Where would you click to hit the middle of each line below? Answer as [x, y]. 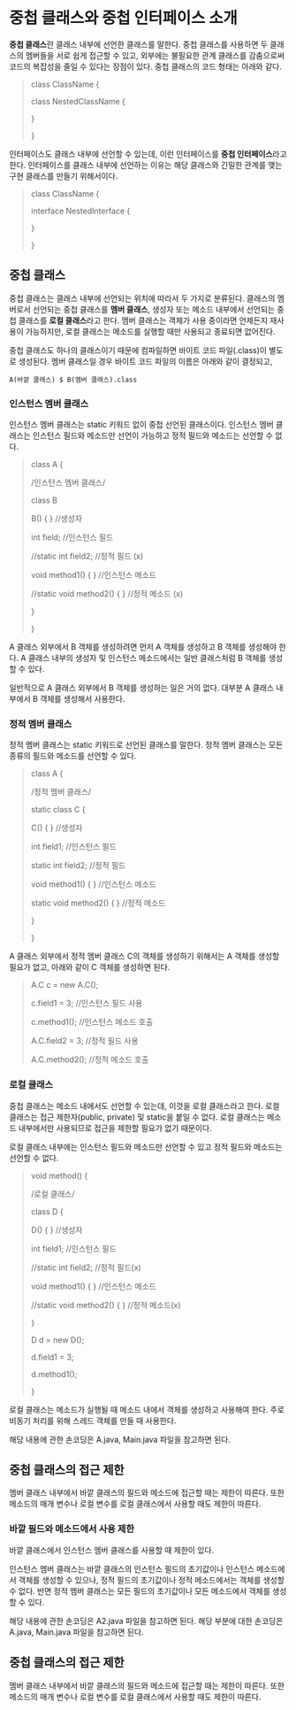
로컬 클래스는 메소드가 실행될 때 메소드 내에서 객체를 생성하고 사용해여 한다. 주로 [147, 1409]
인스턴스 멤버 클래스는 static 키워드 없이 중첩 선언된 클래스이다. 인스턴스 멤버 [141, 425]
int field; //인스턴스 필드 [72, 537]
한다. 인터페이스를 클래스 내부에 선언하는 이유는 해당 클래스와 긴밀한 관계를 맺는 [146, 165]
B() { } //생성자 [56, 519]
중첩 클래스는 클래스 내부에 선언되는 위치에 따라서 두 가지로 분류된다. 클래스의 [142, 298]
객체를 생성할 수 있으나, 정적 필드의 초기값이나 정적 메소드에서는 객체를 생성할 [152, 1580]
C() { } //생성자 [57, 828]
